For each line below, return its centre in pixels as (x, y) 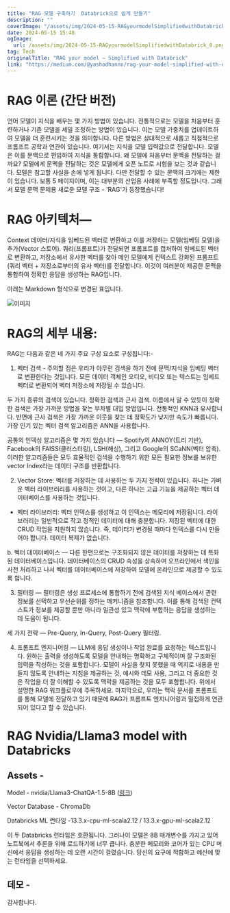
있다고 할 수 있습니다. (58, 707)
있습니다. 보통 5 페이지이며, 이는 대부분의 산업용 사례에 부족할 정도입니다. (112, 181)
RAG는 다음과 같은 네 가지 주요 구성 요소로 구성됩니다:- (80, 354)
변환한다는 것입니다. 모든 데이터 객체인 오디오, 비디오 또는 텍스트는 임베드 (122, 377)
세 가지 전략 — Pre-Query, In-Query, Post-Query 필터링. (84, 633)
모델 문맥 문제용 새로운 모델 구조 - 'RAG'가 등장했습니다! (89, 189)
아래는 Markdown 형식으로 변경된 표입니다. (65, 289)
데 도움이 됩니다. (39, 618)
